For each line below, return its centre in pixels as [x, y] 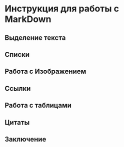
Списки [17, 55]
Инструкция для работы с [62, 9]
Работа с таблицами [38, 105]
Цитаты [17, 122]
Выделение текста [35, 38]
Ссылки [18, 88]
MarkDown [28, 19]
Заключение [25, 139]
